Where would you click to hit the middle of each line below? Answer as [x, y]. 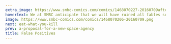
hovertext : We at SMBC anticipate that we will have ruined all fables [83, 15]
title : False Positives [31, 33]
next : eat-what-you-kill [32, 24]
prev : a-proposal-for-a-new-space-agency [50, 29]
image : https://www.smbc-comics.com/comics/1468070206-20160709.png [79, 19]
